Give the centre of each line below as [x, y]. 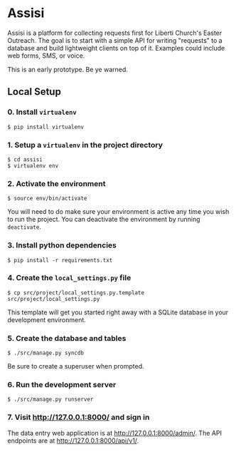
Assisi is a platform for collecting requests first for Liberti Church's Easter [115, 33]
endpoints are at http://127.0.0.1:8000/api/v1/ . [73, 441]
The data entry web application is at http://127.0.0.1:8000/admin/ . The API [115, 433]
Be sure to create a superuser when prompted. [76, 366]
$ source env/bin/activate [47, 199]
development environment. [47, 319]
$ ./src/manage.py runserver [50, 400]
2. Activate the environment [57, 183]
